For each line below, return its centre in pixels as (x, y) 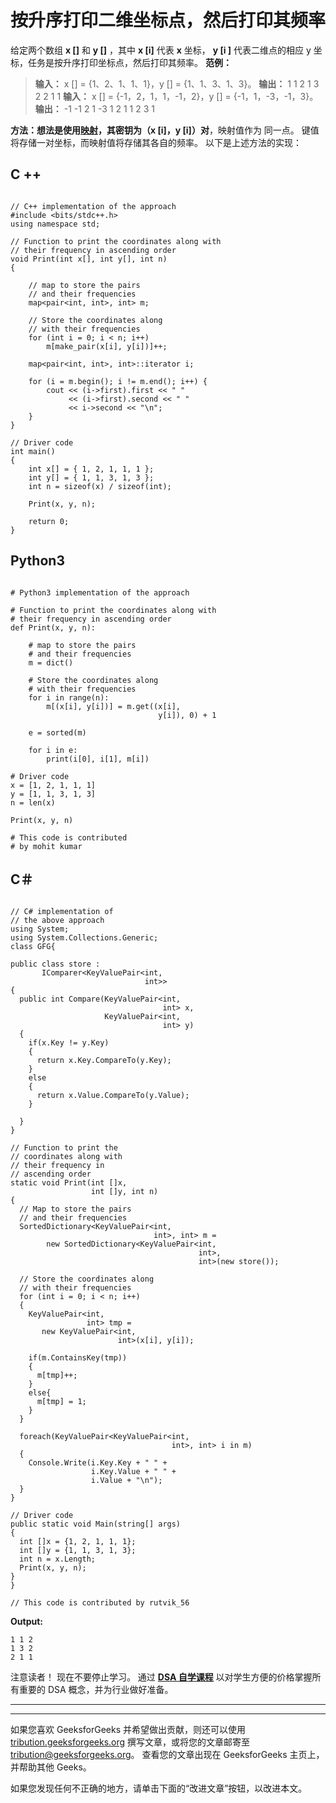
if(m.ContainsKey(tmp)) (78, 1358)
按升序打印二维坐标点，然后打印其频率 (168, 20)
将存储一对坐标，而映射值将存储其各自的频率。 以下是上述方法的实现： (156, 142)
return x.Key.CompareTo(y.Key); (104, 1061)
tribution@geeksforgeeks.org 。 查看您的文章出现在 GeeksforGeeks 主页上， (167, 1755)
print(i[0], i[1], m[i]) (98, 759)
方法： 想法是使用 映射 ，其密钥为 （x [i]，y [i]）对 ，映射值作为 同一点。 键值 (165, 130)
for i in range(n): (69, 697)
